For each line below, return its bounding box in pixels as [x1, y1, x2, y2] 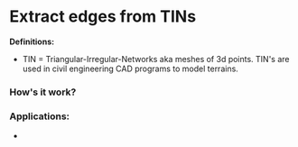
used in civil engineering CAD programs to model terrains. [22, 63, 239, 74]
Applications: [9, 110, 70, 123]
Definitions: [9, 36, 55, 47]
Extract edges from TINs [9, 6, 197, 27]
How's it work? [9, 86, 77, 98]
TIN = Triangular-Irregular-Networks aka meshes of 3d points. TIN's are [22, 53, 291, 64]
